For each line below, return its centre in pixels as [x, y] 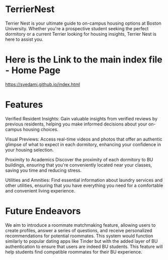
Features [24, 105]
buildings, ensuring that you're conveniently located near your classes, [79, 165]
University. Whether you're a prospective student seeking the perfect [77, 28]
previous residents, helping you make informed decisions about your [76, 124]
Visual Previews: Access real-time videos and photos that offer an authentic [84, 139]
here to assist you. [24, 39]
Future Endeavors [43, 211]
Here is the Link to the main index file [84, 60]
